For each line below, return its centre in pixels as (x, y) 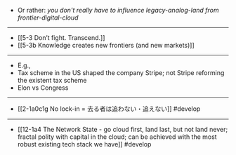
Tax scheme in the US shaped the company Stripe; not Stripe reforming (121, 73)
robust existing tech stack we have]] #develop (84, 144)
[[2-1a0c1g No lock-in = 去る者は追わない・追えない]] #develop (109, 109)
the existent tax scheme (52, 80)
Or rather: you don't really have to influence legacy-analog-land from (118, 10)
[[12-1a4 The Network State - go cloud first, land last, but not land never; (123, 129)
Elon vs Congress (43, 88)
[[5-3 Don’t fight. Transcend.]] (61, 38)
